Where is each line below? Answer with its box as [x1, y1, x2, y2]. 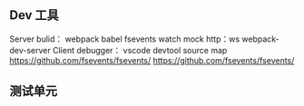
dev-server [9, 44, 52, 55]
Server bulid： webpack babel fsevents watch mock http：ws [9, 34, 240, 44]
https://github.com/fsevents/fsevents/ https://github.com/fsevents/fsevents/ [9, 54, 295, 65]
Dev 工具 [9, 7, 59, 24]
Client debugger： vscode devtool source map [53, 44, 228, 55]
